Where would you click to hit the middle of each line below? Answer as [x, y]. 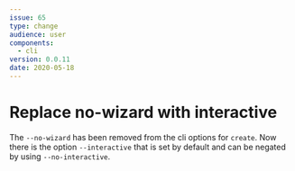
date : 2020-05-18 [42, 68]
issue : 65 [28, 18]
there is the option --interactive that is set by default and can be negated [148, 147]
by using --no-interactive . [60, 156]
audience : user [38, 34]
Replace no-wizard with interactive [143, 112]
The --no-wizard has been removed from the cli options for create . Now [143, 137]
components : [32, 43]
